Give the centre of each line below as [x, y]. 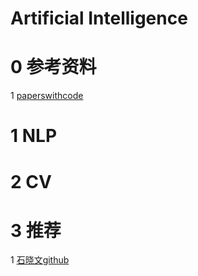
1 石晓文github [40, 260]
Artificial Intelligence [99, 18]
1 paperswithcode [47, 96]
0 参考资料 [53, 67]
